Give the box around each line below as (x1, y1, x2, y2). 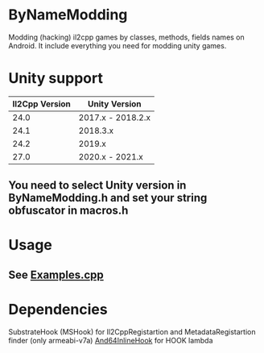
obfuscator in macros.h (8, 204, 129, 218)
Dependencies (8, 301, 108, 319)
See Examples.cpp (8, 268, 105, 281)
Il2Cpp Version (12, 98, 71, 110)
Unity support (8, 69, 103, 88)
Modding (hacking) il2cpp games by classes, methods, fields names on (8, 32, 245, 42)
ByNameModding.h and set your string (8, 191, 208, 205)
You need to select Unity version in (8, 179, 187, 193)
